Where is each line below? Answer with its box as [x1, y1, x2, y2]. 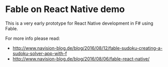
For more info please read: [5, 35, 61, 41]
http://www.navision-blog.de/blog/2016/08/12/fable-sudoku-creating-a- [12, 45, 163, 51]
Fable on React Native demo [5, 4, 125, 15]
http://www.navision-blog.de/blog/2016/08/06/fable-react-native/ [12, 55, 150, 61]
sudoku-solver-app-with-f [12, 50, 67, 56]
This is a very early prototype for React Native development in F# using [5, 20, 154, 26]
